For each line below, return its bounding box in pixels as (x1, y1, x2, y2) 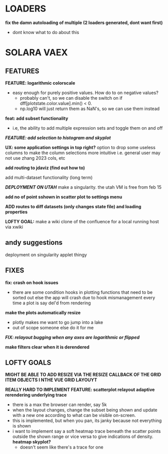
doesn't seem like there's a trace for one (19, 444, 103, 450)
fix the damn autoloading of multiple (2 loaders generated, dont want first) (5, 20, 163, 26)
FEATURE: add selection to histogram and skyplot (5, 135, 111, 141)
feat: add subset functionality (5, 115, 68, 121)
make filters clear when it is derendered (5, 344, 90, 350)
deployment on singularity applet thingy (5, 251, 87, 258)
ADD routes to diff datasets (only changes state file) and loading (5, 203, 141, 209)
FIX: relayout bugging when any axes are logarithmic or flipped (5, 334, 140, 340)
